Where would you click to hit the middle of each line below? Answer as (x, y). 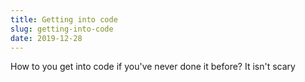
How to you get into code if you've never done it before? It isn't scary (153, 67)
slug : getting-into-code (62, 29)
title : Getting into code (64, 19)
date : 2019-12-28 (46, 38)
